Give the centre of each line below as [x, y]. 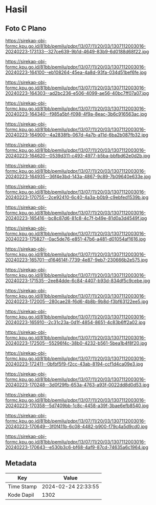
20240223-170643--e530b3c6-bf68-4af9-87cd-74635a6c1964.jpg [77, 447]
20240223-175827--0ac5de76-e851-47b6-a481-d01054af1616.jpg [75, 239]
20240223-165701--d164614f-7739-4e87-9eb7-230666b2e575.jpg [76, 260]
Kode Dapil [21, 495]
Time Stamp [23, 487]
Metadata [21, 463]
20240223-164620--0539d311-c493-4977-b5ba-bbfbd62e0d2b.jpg [78, 156]
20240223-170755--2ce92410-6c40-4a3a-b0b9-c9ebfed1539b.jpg [77, 197]
